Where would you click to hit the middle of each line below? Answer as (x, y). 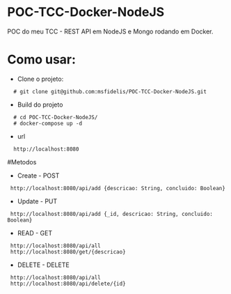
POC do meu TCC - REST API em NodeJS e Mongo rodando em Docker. (110, 31)
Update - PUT (37, 201)
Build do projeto (40, 105)
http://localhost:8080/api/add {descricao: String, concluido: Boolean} (118, 188)
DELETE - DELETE (43, 265)
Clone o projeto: (40, 79)
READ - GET (35, 233)
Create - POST (38, 176)
